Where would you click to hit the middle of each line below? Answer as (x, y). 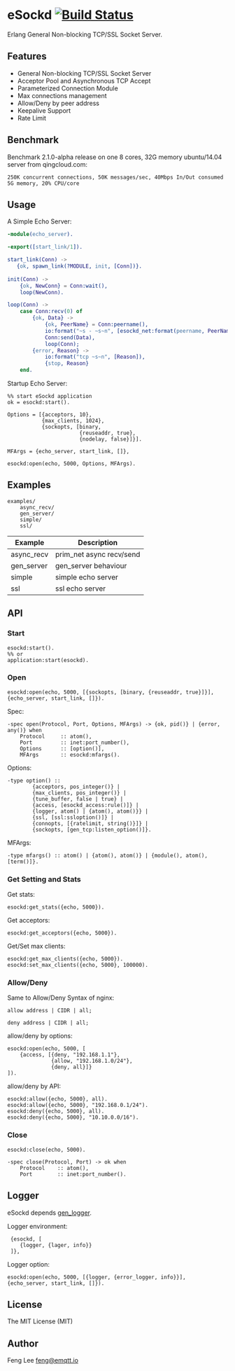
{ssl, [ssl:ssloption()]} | (73, 817)
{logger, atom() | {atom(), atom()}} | (91, 811)
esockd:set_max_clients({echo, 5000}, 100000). (78, 965)
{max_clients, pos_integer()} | (80, 793)
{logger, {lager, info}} (56, 1245)
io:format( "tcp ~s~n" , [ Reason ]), (95, 357)
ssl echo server (80, 588)
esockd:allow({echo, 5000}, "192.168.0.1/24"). (78, 1105)
